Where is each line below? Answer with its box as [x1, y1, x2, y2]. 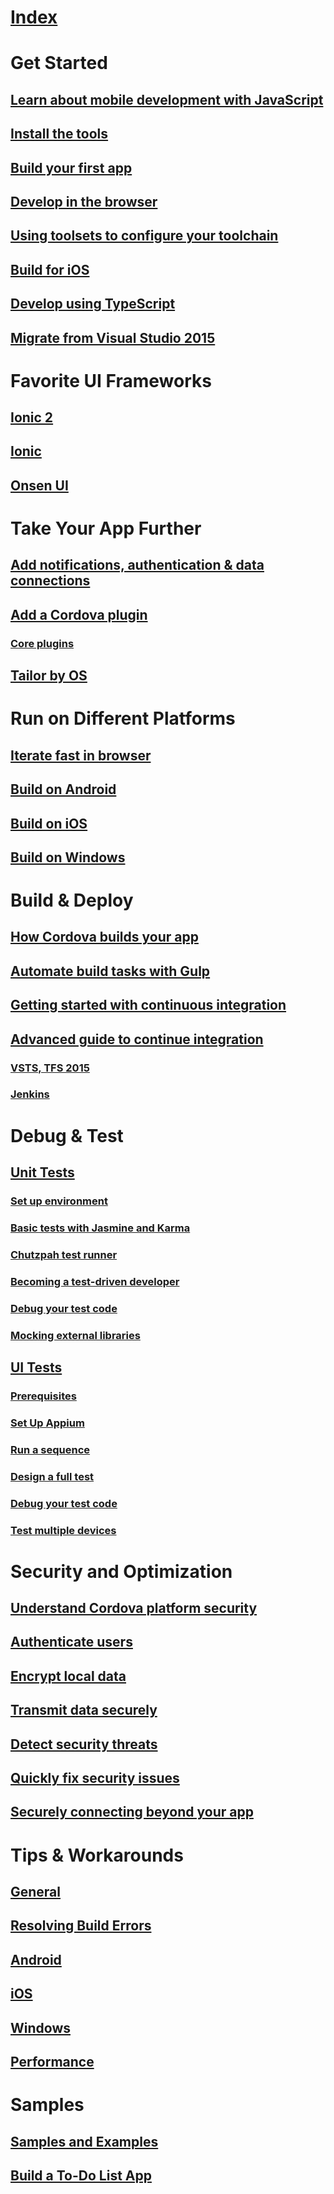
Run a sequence [10, 1442, 91, 1456]
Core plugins [10, 636, 75, 650]
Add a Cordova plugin [10, 606, 148, 623]
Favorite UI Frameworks [10, 369, 212, 392]
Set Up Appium [10, 1416, 85, 1430]
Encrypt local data [10, 1667, 127, 1685]
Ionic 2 [10, 409, 54, 426]
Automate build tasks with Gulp [10, 962, 211, 980]
